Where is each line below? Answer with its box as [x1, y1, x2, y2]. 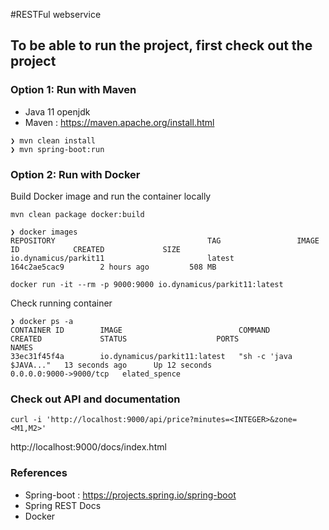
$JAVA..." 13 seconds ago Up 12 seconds [10, 360, 213, 370]
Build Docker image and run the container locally [10, 190, 212, 202]
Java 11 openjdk [24, 105, 91, 118]
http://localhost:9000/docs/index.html [10, 441, 167, 453]
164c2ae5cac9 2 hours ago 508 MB [10, 262, 217, 272]
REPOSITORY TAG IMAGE [10, 235, 320, 246]
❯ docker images [10, 227, 78, 237]
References [10, 466, 68, 480]
